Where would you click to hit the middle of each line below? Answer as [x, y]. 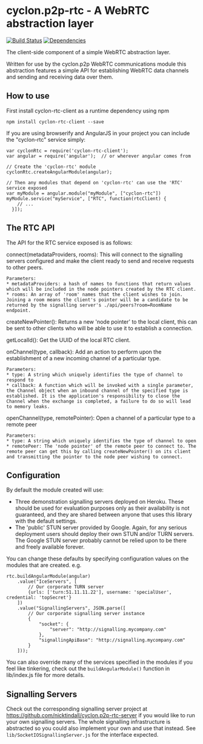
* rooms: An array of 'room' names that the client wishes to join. [95, 294]
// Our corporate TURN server [66, 587]
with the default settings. [46, 521]
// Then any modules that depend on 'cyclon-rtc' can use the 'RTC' [95, 183]
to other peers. [25, 267]
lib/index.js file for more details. [45, 675]
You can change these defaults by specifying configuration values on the [98, 559]
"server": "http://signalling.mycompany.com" [108, 630]
